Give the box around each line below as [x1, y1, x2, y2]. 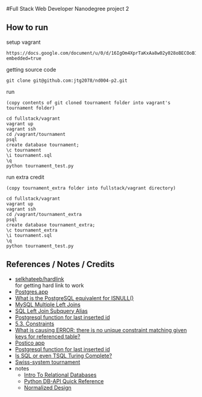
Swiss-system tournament [14, 358, 81, 366]
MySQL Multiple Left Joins [14, 301, 81, 308]
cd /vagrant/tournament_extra [6, 211, 82, 217]
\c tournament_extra [6, 227, 58, 233]
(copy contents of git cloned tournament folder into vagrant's [6, 99, 171, 106]
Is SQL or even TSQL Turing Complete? [14, 352, 112, 359]
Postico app [14, 339, 45, 346]
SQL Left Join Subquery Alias [14, 307, 88, 315]
